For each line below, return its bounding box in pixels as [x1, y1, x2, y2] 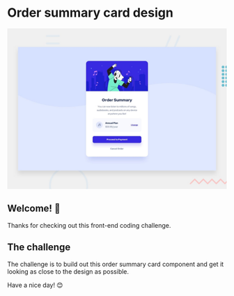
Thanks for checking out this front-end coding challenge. [7, 221, 171, 229]
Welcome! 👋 [7, 203, 61, 215]
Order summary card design [7, 5, 174, 21]
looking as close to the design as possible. [7, 267, 130, 276]
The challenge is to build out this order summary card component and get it [7, 260, 224, 268]
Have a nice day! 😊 [7, 281, 63, 289]
